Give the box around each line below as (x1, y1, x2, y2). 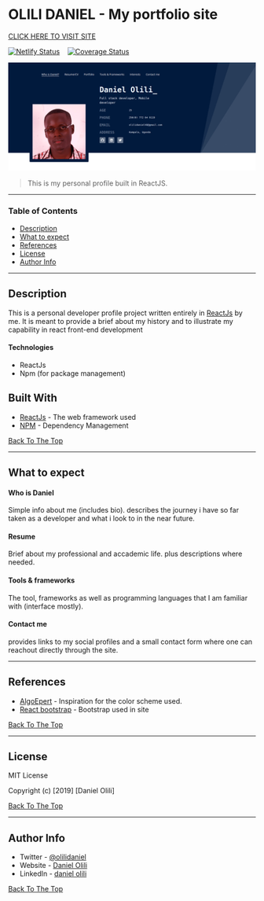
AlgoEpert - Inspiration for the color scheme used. (19, 696, 182, 705)
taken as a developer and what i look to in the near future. (8, 513, 195, 524)
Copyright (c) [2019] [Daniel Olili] (8, 786, 115, 796)
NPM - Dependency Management (19, 421, 129, 430)
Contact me (8, 620, 47, 629)
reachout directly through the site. (8, 645, 119, 654)
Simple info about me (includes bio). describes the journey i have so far (8, 506, 240, 515)
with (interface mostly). (8, 601, 84, 611)
